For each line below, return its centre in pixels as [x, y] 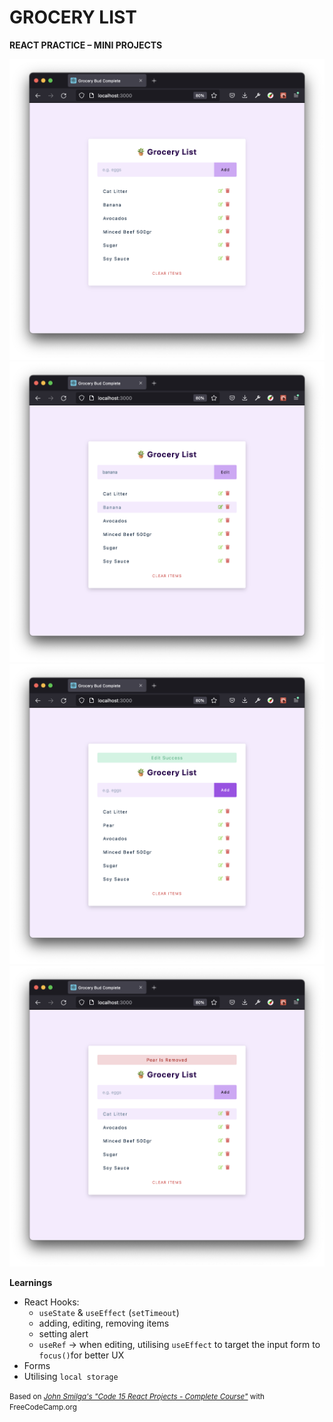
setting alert [63, 1334]
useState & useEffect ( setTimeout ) [109, 1313]
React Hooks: [51, 1302]
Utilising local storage [71, 1377]
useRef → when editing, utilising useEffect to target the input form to [179, 1345]
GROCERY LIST [73, 17]
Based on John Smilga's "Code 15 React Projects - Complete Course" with [137, 1397]
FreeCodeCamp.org [43, 1407]
